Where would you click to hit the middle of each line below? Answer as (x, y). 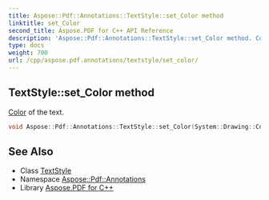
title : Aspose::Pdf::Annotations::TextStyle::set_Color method (116, 16)
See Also (31, 152)
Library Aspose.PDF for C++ (67, 188)
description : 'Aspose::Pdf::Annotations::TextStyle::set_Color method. (130, 38)
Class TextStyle (46, 171)
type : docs (26, 46)
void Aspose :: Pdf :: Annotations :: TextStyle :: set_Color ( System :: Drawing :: (132, 126)
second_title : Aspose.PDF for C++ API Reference (91, 30)
